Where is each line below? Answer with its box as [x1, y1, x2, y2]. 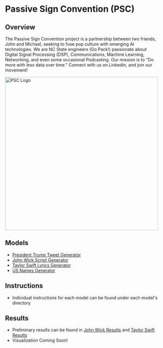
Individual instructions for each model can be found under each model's [12, 295, 158, 300]
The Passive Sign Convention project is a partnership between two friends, [5, 36, 157, 42]
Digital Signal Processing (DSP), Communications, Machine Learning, [5, 51, 145, 57]
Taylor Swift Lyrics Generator [12, 262, 71, 268]
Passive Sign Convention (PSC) [5, 3, 135, 15]
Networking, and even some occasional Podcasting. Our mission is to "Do [5, 57, 154, 62]
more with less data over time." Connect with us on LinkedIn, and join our [5, 62, 153, 68]
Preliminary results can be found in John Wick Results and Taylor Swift [12, 327, 155, 333]
